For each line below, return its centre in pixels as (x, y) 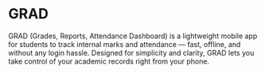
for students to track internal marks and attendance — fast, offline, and (125, 44)
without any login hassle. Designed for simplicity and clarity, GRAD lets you (131, 53)
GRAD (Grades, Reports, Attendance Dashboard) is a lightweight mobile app (133, 36)
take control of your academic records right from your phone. (109, 61)
